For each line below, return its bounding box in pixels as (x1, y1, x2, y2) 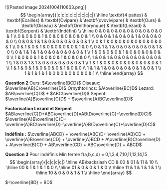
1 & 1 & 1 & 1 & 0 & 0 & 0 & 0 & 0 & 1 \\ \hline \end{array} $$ (24, 70, 144, 76)
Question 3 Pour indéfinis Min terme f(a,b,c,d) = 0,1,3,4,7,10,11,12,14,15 (5, 152, 148, 157)
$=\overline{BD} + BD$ (5, 180, 53, 185)
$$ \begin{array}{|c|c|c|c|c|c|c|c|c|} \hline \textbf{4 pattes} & (20, 12, 148, 18)
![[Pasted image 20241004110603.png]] (5, 4, 87, 10)
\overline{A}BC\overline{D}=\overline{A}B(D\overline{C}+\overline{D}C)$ (5, 122, 156, 127)
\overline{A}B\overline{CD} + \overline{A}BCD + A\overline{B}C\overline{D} (5, 137, 161, 142)
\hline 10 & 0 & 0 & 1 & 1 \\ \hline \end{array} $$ (35, 170, 132, 176)
